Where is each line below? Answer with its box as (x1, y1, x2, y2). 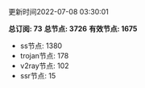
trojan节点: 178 (19, 51, 69, 60)
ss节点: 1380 (19, 41, 63, 50)
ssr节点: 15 (19, 71, 56, 80)
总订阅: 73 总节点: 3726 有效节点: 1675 (8, 24, 138, 34)
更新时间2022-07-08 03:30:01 (8, 7, 109, 16)
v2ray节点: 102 (19, 61, 70, 70)
